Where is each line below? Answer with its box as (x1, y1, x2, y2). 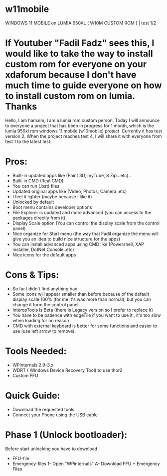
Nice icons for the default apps (12, 251, 76, 257)
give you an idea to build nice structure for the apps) (12, 236, 121, 242)
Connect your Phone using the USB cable (12, 412, 98, 418)
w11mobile (5, 3, 49, 15)
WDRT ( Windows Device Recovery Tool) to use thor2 (12, 367, 123, 373)
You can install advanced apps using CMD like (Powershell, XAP (12, 241, 145, 247)
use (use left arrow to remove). (12, 328, 76, 334)
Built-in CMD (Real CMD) (12, 178, 64, 184)
